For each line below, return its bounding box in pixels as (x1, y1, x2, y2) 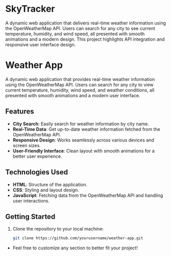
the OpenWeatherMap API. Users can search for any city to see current (5, 25, 156, 31)
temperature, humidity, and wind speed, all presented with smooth (5, 31, 145, 37)
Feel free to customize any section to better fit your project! (12, 245, 138, 251)
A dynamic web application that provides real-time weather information (5, 76, 155, 82)
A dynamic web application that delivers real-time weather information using (5, 20, 166, 26)
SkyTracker (5, 3, 55, 15)
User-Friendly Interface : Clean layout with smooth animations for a (12, 148, 155, 154)
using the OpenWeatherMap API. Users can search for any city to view (5, 81, 154, 88)
